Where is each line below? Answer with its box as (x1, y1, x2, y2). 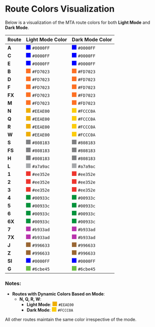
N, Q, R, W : (19, 296, 41, 302)
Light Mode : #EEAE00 (26, 302, 74, 308)
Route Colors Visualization (5, 3, 115, 15)
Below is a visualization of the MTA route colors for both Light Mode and (5, 19, 151, 25)
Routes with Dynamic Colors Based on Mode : (12, 291, 105, 297)
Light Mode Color (26, 36, 67, 43)
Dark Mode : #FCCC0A (26, 307, 73, 313)
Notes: (5, 280, 21, 287)
